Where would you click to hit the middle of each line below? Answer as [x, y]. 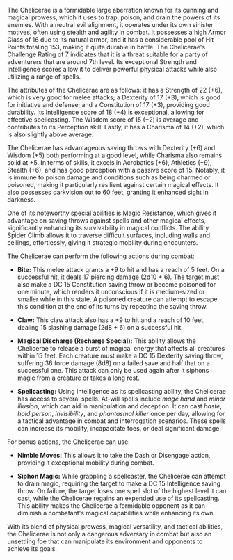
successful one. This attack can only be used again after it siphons [113, 370]
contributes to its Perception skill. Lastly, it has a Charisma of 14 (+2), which [116, 127]
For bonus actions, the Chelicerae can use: [69, 442]
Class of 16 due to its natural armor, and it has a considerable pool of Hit [111, 40]
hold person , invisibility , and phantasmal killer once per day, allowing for [121, 414]
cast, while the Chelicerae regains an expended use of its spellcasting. [119, 498]
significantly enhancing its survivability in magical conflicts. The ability [108, 228]
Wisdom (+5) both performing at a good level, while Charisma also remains [115, 155]
